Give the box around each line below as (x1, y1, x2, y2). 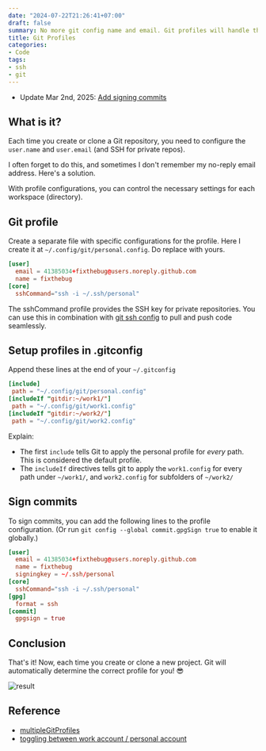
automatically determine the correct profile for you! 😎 (8, 666, 184, 676)
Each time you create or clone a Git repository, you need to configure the (8, 136, 246, 146)
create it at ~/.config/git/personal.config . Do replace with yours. (8, 245, 226, 255)
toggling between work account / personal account (19, 734, 188, 743)
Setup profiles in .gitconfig (8, 344, 143, 358)
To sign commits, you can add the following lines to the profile (8, 516, 211, 526)
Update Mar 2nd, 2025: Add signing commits (19, 92, 167, 102)
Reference (8, 704, 61, 718)
